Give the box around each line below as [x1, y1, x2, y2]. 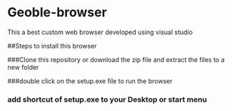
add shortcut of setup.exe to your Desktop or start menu [7, 94, 207, 104]
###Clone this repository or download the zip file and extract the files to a [7, 55, 225, 64]
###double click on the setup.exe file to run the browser [7, 76, 173, 85]
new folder [7, 63, 39, 71]
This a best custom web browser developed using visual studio [7, 28, 193, 36]
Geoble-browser [7, 4, 107, 21]
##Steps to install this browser [7, 41, 97, 50]
